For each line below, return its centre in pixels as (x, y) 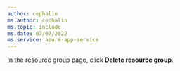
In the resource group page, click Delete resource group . (90, 60)
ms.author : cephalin (38, 20)
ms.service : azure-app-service (53, 40)
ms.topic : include (34, 27)
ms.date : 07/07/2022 (38, 33)
